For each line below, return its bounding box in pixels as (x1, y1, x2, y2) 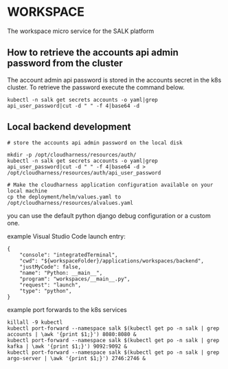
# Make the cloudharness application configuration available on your (7, 181, 214, 188)
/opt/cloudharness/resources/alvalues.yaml (7, 199, 134, 206)
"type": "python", (19, 287, 72, 294)
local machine (7, 187, 48, 194)
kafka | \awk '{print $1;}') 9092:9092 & (7, 343, 128, 350)
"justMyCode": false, (19, 263, 81, 270)
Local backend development (7, 121, 132, 133)
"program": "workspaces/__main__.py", (19, 276, 130, 282)
